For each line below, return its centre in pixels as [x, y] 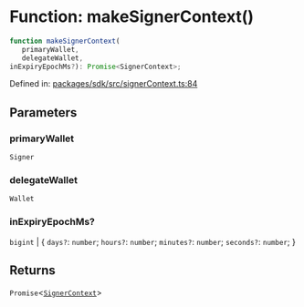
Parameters [43, 113]
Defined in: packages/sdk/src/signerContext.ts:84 [104, 84]
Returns [33, 271]
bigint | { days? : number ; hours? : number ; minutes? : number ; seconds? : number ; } [153, 241]
